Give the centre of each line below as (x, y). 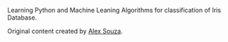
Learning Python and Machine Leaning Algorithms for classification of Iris (114, 10)
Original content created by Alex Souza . (65, 31)
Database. (22, 17)
